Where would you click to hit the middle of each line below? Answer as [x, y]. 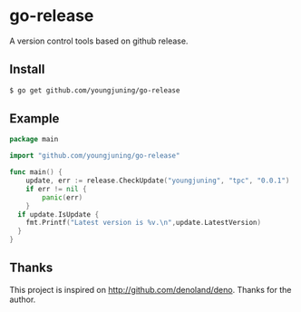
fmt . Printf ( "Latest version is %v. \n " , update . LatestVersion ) [143, 223]
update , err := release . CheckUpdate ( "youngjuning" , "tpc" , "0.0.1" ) [158, 181]
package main [34, 140]
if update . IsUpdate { [58, 214]
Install [27, 69]
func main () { [36, 172]
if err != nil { [57, 189]
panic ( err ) [63, 197]
